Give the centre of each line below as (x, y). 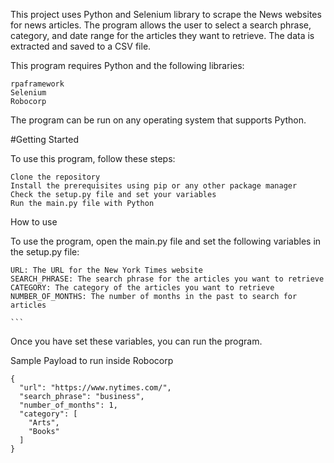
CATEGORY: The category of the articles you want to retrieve (142, 288)
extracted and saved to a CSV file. (81, 46)
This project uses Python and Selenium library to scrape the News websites (166, 14)
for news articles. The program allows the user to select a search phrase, (161, 25)
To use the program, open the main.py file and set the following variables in (166, 241)
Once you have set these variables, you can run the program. (136, 341)
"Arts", (44, 423)
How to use (34, 222)
